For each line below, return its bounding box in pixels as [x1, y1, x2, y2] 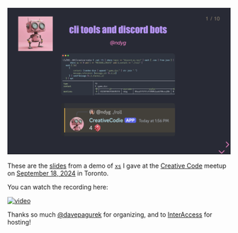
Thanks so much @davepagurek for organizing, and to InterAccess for [7, 210, 212, 219]
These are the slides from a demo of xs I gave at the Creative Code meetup [7, 161, 227, 170]
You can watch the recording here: [7, 183, 108, 192]
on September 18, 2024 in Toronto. [7, 169, 109, 178]
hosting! [7, 218, 31, 227]
